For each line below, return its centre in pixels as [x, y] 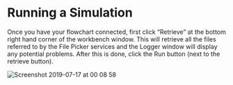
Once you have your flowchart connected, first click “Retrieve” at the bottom [116, 32]
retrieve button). [30, 61]
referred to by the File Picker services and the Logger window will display [112, 46]
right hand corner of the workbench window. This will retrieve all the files [112, 39]
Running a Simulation [70, 13]
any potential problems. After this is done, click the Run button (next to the [114, 54]
